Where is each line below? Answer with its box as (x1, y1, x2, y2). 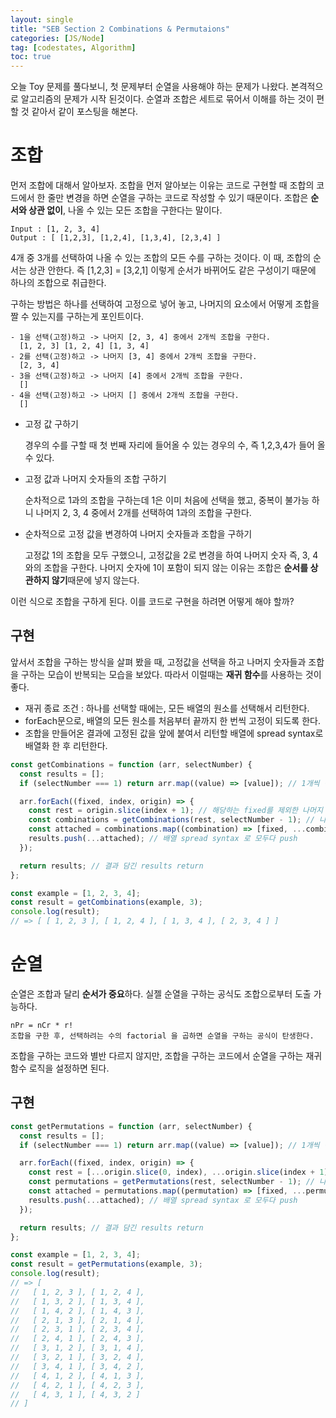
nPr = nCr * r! (10, 1020, 74, 1030)
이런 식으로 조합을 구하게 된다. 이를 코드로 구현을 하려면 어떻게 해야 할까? (10, 596, 295, 608)
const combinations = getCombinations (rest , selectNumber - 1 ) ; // (28, 815, 315, 825)
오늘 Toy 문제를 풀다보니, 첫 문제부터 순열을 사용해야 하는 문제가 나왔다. (10, 81, 289, 93)
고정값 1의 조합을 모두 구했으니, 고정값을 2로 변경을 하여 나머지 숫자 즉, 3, (24, 549, 311, 561)
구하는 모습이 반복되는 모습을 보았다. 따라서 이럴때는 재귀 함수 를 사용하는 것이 (20, 668, 322, 680)
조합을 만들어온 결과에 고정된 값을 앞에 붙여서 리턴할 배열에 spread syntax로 (24, 727, 324, 739)
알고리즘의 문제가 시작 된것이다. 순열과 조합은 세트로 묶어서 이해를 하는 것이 (20, 93, 315, 105)
